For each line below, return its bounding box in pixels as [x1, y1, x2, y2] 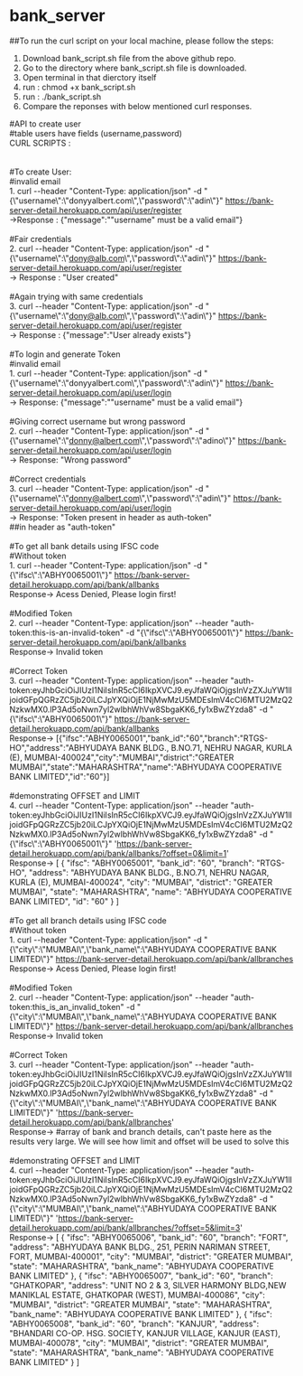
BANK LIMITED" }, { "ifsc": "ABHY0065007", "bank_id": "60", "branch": [9, 1270, 273, 1281]
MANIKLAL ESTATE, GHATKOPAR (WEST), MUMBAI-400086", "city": [9, 1289, 266, 1300]
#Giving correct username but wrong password [9, 416, 186, 426]
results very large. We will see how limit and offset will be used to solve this [9, 1136, 290, 1147]
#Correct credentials [9, 473, 87, 484]
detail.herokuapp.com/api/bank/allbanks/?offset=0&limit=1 [9, 847, 227, 858]
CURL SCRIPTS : [9, 137, 71, 148]
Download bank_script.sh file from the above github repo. [22, 52, 236, 63]
